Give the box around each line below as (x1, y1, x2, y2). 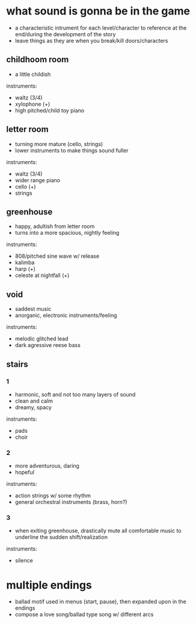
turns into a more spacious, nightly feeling (14, 229, 120, 237)
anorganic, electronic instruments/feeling (14, 312, 117, 319)
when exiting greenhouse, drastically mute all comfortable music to (14, 527, 182, 535)
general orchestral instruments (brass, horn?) (14, 498, 127, 506)
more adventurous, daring (14, 462, 80, 470)
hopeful (14, 469, 35, 476)
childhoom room (6, 54, 69, 65)
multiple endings (6, 578, 92, 592)
